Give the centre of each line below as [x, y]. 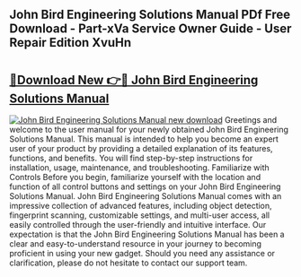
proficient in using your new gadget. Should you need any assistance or [142, 253]
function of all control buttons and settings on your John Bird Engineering [145, 186]
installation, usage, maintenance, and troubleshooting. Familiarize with [139, 168]
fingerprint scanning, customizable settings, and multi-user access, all [140, 215]
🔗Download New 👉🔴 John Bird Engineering [134, 80]
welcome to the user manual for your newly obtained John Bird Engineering [149, 130]
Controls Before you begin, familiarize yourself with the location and [135, 177]
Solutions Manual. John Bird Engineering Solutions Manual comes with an [146, 196]
